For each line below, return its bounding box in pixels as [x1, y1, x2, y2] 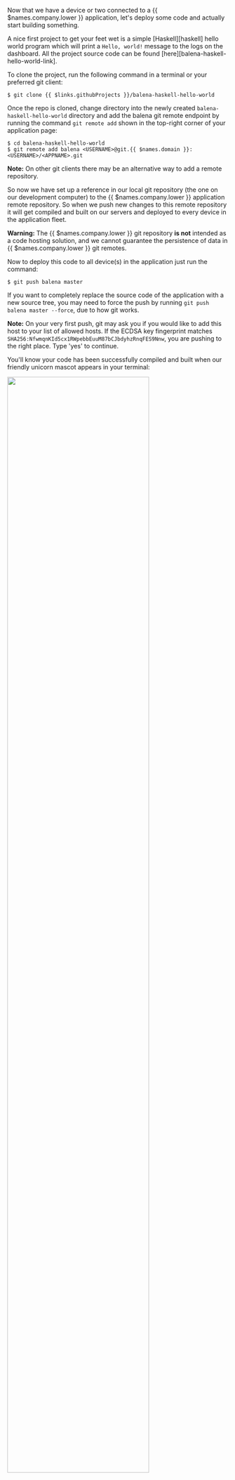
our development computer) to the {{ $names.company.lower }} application [7, 193, 225, 201]
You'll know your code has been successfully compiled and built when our [7, 355, 222, 364]
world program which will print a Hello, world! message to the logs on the [7, 42, 223, 50]
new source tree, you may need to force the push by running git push [7, 299, 209, 306]
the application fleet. [7, 216, 67, 223]
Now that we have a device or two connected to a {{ [7, 6, 158, 14]
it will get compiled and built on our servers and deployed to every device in [7, 208, 227, 216]
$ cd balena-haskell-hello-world [7, 140, 105, 147]
